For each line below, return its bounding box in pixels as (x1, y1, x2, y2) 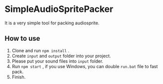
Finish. (11, 74, 26, 80)
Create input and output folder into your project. (11, 53, 111, 59)
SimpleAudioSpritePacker (4, 3, 114, 15)
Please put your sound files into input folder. (11, 58, 103, 64)
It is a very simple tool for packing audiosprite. (4, 20, 100, 26)
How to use (4, 34, 40, 43)
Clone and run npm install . (11, 47, 70, 53)
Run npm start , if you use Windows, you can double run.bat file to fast (11, 63, 158, 69)
